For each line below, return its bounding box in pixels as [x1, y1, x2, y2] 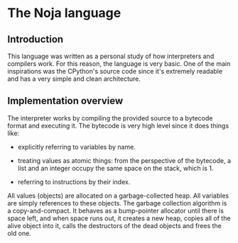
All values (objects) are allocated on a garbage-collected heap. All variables [7, 191, 229, 200]
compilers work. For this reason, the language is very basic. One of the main [7, 60, 231, 68]
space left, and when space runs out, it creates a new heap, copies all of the [7, 214, 231, 222]
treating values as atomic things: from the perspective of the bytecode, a [17, 156, 232, 164]
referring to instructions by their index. [17, 177, 131, 186]
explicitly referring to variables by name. [17, 142, 136, 151]
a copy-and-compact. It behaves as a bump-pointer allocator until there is [7, 206, 224, 215]
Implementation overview [7, 95, 123, 107]
